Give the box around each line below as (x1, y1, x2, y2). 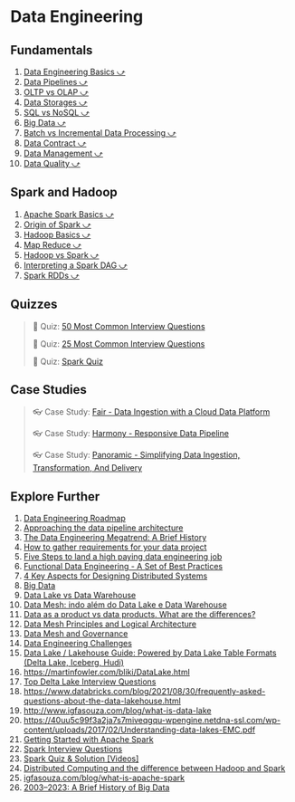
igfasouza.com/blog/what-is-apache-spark (23, 772, 185, 784)
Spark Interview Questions (23, 744, 123, 755)
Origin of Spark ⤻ (23, 219, 91, 230)
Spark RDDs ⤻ (23, 270, 80, 281)
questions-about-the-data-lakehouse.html (23, 695, 182, 707)
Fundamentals (10, 43, 93, 58)
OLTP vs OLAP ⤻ (23, 87, 90, 97)
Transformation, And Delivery (32, 463, 143, 473)
